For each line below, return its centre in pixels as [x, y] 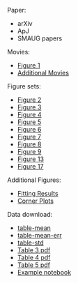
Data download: [30, 214]
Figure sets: [24, 86]
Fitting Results [38, 193]
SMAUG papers [40, 38]
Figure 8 [29, 144]
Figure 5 [29, 122]
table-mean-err [39, 235]
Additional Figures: [34, 180]
